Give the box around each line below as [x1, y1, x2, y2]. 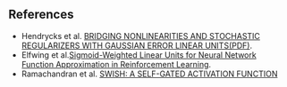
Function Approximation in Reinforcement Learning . [21, 59, 212, 69]
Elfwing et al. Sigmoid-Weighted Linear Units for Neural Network [21, 49, 257, 60]
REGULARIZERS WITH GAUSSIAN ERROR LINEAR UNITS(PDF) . [21, 40, 252, 51]
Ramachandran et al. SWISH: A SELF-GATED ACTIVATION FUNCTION [21, 68, 278, 79]
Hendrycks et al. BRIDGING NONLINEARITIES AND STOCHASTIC [21, 30, 261, 41]
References [8, 7, 74, 22]
